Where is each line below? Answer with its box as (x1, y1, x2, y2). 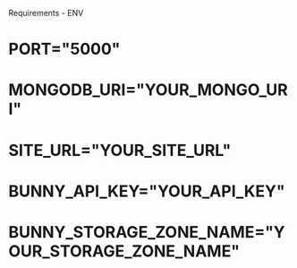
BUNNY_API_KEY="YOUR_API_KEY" (8, 181, 285, 201)
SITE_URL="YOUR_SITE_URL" (8, 140, 232, 160)
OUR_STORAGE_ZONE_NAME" (8, 241, 241, 261)
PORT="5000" (8, 39, 121, 59)
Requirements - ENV (8, 8, 84, 18)
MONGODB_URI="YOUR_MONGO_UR (8, 80, 288, 100)
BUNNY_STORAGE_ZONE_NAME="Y (8, 221, 285, 242)
